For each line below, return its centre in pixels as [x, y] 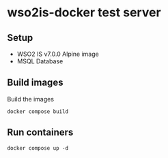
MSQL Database [40, 61]
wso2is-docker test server [84, 13]
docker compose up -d [38, 148]
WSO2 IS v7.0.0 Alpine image [58, 54]
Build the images [31, 99]
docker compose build [38, 111]
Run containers [40, 132]
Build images [35, 83]
